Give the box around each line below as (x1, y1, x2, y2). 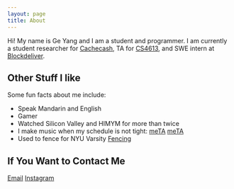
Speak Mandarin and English (17, 104, 101, 113)
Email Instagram (7, 174, 55, 183)
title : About (7, 17, 46, 24)
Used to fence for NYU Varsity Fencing (17, 134, 132, 143)
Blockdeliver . (7, 51, 45, 60)
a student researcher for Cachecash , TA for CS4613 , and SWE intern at (7, 44, 215, 52)
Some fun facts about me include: (7, 91, 106, 99)
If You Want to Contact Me (7, 155, 126, 167)
